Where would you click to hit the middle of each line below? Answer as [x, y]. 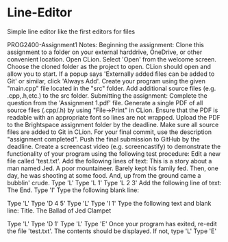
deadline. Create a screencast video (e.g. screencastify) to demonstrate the [114, 146]
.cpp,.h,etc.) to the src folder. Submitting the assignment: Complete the [107, 95]
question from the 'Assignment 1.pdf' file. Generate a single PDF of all [105, 103]
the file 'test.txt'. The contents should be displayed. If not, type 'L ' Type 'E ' [112, 231]
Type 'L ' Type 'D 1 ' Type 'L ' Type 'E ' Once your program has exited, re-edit [112, 224]
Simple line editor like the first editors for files [71, 31]
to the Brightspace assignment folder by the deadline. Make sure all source [113, 124]
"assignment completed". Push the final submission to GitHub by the [103, 139]
